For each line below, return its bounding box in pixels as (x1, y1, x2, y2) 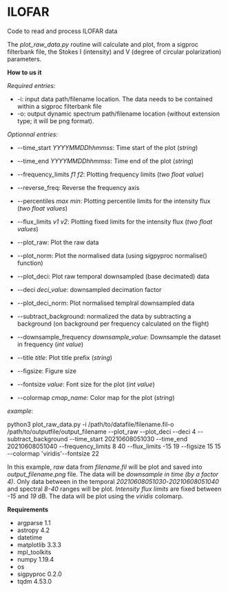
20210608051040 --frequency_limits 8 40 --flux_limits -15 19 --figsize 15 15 (7, 442, 222, 450)
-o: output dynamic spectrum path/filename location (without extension (17, 109, 220, 118)
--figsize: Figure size (17, 366, 77, 375)
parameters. (7, 54, 42, 63)
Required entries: (7, 81, 56, 89)
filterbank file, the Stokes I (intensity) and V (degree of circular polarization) (7, 47, 222, 56)
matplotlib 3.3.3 (17, 540, 62, 549)
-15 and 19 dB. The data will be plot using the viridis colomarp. (7, 491, 184, 500)
